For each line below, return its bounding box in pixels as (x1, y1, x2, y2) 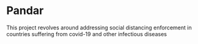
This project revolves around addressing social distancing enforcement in (6, 24, 192, 31)
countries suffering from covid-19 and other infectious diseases (6, 30, 167, 37)
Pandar (6, 4, 44, 18)
